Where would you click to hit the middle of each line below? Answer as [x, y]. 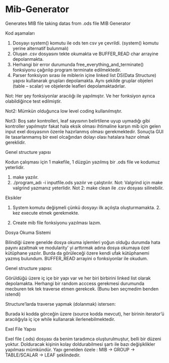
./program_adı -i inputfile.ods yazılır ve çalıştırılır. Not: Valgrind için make [88, 182]
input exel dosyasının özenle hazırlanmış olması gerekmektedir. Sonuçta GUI [84, 131]
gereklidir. [16, 142]
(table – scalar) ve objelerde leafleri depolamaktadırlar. [69, 86]
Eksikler [13, 197]
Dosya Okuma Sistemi [28, 232]
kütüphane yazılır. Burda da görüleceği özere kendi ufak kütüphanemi [77, 253]
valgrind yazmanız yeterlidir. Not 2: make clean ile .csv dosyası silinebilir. [88, 188]
